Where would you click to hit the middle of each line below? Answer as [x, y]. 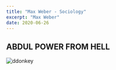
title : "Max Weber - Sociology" [46, 12]
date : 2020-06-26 [28, 23]
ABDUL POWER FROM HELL [58, 47]
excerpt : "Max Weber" [33, 17]
